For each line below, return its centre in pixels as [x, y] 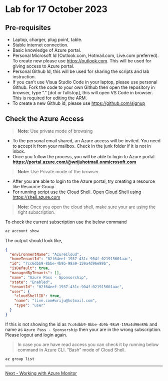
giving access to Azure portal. [43, 66]
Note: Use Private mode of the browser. [58, 171]
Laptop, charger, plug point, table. [47, 39]
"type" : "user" [30, 306]
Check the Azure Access [44, 119]
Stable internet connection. [40, 45]
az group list [20, 359]
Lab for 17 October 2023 [56, 9]
